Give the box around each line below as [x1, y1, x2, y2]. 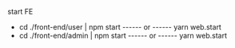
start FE [7, 7, 34, 16]
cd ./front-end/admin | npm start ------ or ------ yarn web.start [18, 31, 227, 40]
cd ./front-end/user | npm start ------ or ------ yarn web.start [18, 22, 221, 31]
